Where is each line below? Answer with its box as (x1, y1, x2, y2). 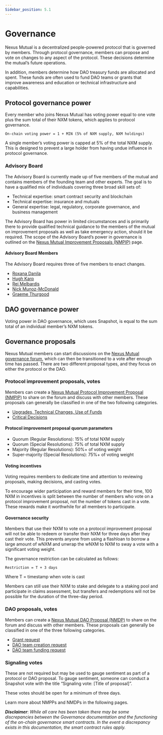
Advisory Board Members (5, 250, 58, 256)
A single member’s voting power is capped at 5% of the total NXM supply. (5, 140, 153, 146)
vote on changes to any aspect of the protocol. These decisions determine (5, 55, 155, 60)
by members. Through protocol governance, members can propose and (5, 49, 149, 55)
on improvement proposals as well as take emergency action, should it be (5, 228, 152, 234)
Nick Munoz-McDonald (12, 286, 59, 292)
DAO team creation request (12, 641, 67, 648)
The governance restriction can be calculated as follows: (5, 556, 119, 562)
